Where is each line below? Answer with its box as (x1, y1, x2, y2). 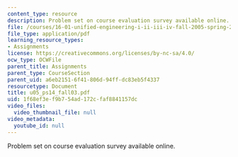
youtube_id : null (13, 122, 65, 129)
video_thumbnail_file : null (13, 109, 97, 116)
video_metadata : (7, 115, 55, 122)
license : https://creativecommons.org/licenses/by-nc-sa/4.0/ (7, 50, 195, 57)
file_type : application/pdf (7, 30, 91, 37)
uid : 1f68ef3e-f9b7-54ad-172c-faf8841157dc (7, 96, 138, 103)
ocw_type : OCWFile (7, 57, 62, 64)
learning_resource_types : (7, 37, 84, 44)
